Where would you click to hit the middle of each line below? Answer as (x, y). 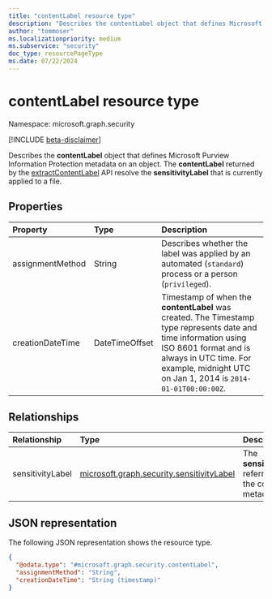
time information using (204, 338)
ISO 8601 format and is (206, 347)
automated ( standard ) (203, 263)
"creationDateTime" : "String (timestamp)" (88, 580)
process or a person (200, 274)
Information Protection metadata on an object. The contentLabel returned (132, 164)
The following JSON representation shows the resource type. (110, 543)
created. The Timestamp (208, 317)
